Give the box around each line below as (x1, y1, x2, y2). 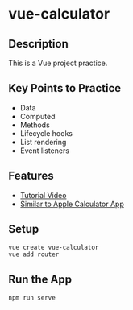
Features (8, 169, 54, 183)
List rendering (19, 137, 67, 147)
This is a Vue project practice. (8, 58, 108, 68)
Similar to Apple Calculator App (19, 199, 125, 209)
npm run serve (8, 294, 56, 302)
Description (8, 37, 69, 51)
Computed (19, 111, 56, 121)
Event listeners (19, 146, 70, 155)
